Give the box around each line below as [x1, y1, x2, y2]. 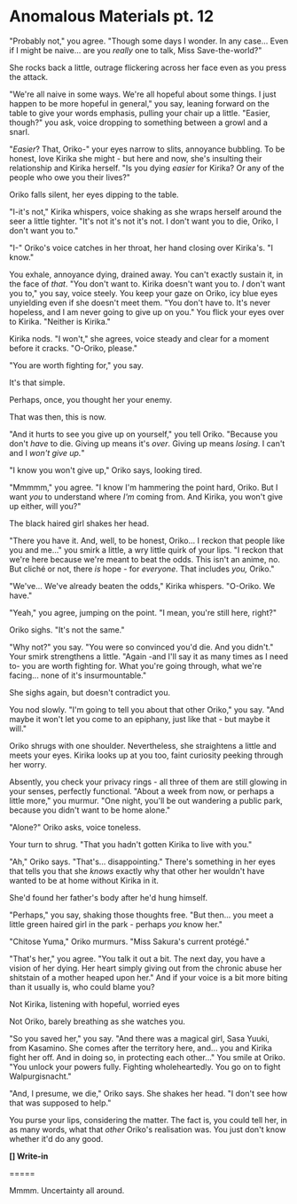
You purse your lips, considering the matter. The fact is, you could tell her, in [9, 1114, 288, 1125]
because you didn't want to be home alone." [9, 805, 171, 815]
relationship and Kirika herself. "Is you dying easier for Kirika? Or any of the [9, 162, 285, 173]
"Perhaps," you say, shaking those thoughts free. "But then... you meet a [9, 909, 274, 920]
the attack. [9, 71, 49, 82]
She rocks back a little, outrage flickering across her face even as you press [9, 62, 286, 73]
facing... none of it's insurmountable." [9, 670, 147, 681]
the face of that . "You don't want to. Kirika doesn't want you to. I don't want [9, 278, 285, 289]
